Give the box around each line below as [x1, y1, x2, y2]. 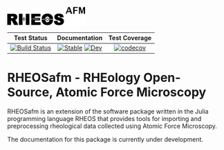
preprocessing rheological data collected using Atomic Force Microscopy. [7, 122, 218, 130]
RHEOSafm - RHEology [7, 70, 141, 85]
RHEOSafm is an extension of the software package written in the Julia [7, 107, 209, 116]
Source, [7, 85, 53, 100]
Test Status [13, 34, 48, 42]
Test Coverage [108, 34, 152, 42]
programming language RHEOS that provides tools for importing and [7, 114, 202, 122]
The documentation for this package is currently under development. [7, 135, 204, 143]
